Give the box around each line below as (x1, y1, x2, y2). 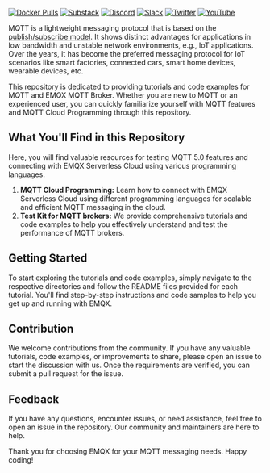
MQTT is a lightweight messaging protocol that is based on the (8, 23, 217, 32)
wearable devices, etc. (8, 66, 84, 76)
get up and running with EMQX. (8, 299, 113, 308)
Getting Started (8, 251, 88, 266)
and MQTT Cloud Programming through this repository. (8, 107, 192, 117)
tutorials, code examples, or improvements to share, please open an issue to (8, 352, 262, 362)
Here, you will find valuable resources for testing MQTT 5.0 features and (8, 152, 248, 161)
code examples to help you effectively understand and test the (19, 219, 228, 229)
